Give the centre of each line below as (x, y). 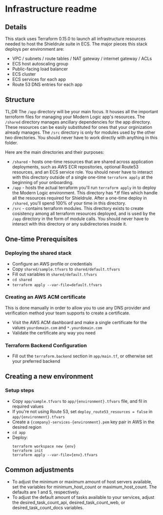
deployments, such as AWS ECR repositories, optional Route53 (75, 166)
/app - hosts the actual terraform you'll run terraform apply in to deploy (84, 187)
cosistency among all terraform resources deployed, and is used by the (84, 213)
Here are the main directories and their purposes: (55, 152)
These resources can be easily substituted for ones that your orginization (79, 127)
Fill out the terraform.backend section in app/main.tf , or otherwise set (82, 356)
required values (28, 406)
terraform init (28, 451)
